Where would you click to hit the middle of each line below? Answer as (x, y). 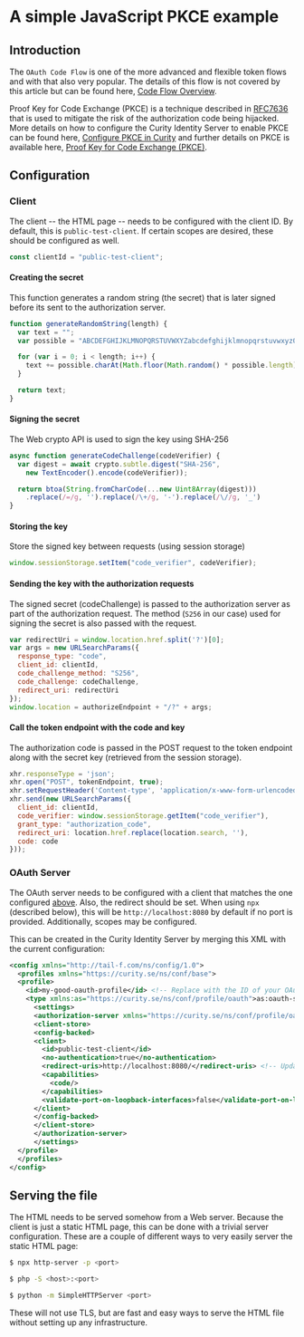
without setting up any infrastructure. (78, 1322)
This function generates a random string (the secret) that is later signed (142, 297)
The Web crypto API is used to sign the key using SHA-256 (119, 439)
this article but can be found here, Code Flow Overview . (113, 91)
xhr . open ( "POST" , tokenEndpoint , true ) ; (87, 782)
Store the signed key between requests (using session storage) (128, 546)
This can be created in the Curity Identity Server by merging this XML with (148, 938)
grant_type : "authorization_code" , (85, 824)
